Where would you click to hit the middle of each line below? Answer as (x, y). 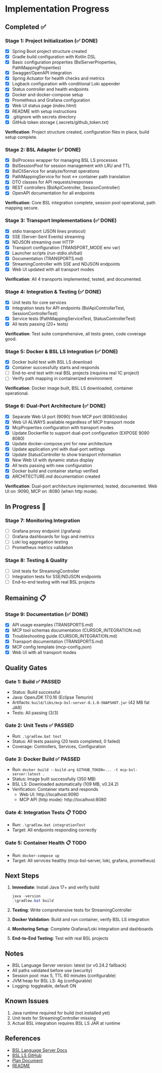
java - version (26, 896)
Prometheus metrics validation (42, 548)
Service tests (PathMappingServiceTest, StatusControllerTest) (74, 319)
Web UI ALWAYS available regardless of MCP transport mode (73, 422)
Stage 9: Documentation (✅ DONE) (47, 614)
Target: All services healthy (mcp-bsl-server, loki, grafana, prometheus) (84, 860)
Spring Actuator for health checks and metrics (58, 78)
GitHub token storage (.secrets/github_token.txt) (60, 122)
